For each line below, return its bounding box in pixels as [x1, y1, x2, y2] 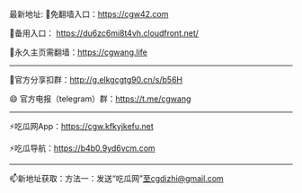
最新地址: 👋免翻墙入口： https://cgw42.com [9, 9, 169, 19]
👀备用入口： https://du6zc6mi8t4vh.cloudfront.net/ [9, 28, 200, 39]
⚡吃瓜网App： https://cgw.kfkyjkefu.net [9, 121, 155, 131]
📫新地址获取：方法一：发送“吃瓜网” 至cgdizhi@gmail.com [9, 173, 225, 183]
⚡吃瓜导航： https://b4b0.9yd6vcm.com [9, 143, 155, 154]
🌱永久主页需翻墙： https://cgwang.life [9, 47, 148, 57]
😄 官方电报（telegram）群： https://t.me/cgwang [9, 93, 191, 104]
